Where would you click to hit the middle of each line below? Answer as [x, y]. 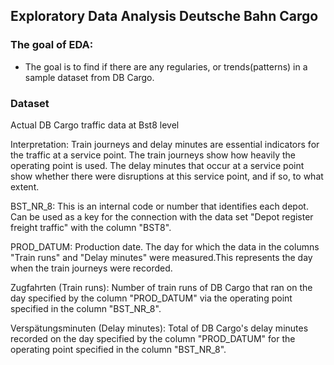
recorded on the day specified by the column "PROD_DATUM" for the [153, 338]
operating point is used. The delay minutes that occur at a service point [157, 165]
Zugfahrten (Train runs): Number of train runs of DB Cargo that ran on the [161, 287]
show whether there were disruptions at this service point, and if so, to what [167, 176]
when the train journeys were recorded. [91, 268]
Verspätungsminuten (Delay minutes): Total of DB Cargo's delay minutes [159, 328]
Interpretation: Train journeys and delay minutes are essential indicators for [165, 144]
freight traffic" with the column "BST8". [91, 227]
